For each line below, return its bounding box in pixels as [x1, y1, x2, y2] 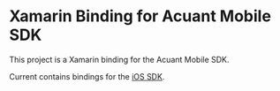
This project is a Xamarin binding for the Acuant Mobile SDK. [9, 54, 230, 64]
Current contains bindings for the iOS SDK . [9, 71, 165, 81]
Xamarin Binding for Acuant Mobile [9, 6, 272, 27]
